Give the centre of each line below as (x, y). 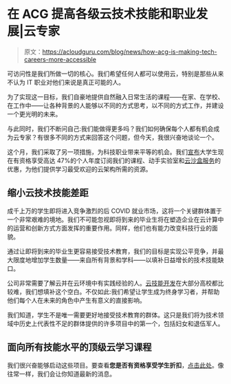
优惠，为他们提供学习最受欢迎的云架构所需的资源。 (79, 169)
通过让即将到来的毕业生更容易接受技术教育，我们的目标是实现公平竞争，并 (112, 251)
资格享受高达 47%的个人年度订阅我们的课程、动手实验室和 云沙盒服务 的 (120, 160)
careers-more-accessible (60, 59)
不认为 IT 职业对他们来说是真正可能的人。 (66, 82)
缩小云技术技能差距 (48, 193)
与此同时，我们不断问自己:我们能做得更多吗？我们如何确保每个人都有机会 (111, 129)
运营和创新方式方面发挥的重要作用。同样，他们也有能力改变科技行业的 (112, 228)
